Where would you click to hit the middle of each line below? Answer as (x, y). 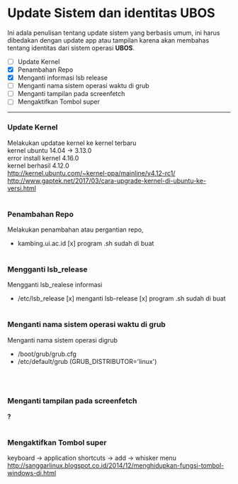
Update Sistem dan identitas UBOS (111, 13)
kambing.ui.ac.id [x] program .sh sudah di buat (86, 243)
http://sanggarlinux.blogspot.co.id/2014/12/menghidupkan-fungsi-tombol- (116, 466)
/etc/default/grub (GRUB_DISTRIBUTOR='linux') (87, 361)
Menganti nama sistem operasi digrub (63, 340)
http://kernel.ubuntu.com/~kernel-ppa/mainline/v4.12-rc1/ (91, 173)
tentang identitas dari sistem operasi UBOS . (71, 48)
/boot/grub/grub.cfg (47, 354)
